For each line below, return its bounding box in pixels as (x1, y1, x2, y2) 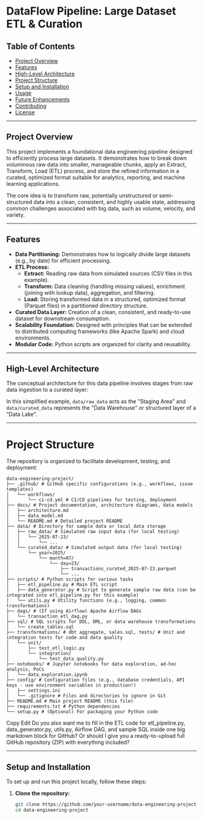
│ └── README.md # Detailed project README (6, 518, 123, 524)
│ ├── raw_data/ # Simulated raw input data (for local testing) (6, 528, 180, 535)
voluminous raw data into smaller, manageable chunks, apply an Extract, (6, 160, 187, 168)
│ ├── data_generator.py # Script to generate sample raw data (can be (6, 587, 196, 593)
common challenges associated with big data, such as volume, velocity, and (6, 205, 196, 212)
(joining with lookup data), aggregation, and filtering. (24, 289, 155, 296)
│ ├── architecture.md (6, 507, 69, 514)
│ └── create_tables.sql (6, 624, 74, 630)
